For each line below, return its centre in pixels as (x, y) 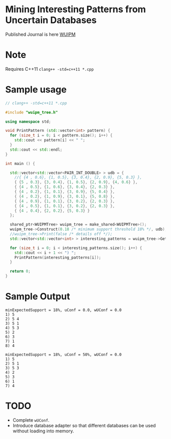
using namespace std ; (28, 121)
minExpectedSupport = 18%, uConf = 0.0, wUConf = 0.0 (64, 310)
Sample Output (38, 297)
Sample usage (36, 90)
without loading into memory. (43, 431)
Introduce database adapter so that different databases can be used (84, 425)
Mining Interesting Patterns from (76, 9)
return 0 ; (20, 271)
